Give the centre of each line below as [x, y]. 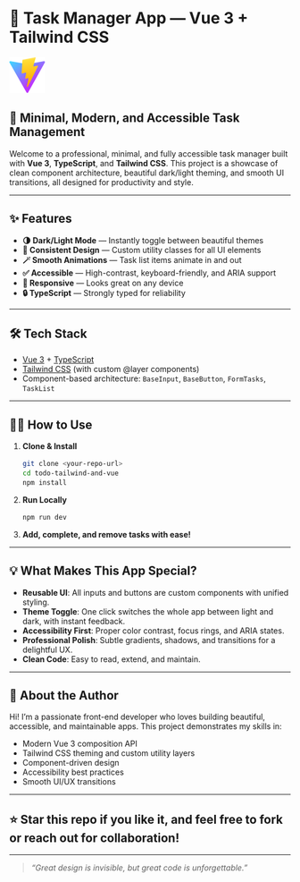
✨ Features [41, 219]
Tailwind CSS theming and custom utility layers [108, 753]
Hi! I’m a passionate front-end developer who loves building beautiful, [137, 717]
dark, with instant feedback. [74, 621]
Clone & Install [50, 446]
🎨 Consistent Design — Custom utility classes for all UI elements [142, 250]
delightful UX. [47, 649]
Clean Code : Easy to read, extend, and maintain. [111, 659]
